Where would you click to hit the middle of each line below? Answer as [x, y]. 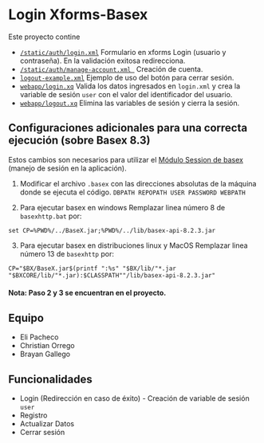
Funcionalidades [51, 379]
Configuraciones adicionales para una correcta [128, 128]
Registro [33, 415]
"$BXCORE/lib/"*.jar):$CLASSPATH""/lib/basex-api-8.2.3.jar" [112, 275]
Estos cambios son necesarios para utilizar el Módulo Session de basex [126, 159]
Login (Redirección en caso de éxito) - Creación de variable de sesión [134, 398]
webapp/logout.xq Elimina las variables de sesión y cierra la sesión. [130, 103]
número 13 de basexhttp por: [67, 253]
